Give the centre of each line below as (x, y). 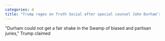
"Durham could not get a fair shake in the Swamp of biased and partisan (78, 28)
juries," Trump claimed (28, 33)
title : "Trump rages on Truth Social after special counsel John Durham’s (83, 14)
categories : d (20, 10)
